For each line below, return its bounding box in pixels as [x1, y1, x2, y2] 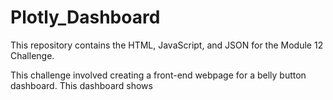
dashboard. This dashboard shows [10, 79, 153, 91]
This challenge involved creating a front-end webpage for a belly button [10, 69, 307, 81]
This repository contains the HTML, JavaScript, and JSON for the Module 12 [10, 39, 324, 51]
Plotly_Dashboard [10, 6, 161, 29]
